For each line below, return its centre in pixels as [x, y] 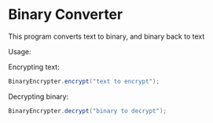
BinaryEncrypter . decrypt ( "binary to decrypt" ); [88, 111]
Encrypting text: [34, 67]
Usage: [20, 51]
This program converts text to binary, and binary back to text [106, 36]
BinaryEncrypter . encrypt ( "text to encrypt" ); [84, 81]
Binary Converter [66, 15]
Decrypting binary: [39, 96]
